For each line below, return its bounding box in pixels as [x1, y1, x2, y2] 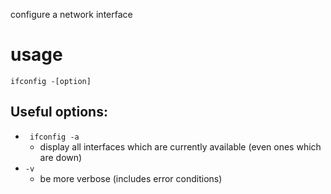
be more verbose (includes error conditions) [39, 172, 223, 184]
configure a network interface [10, 9, 133, 20]
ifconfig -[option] [10, 76, 92, 86]
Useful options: [10, 104, 108, 121]
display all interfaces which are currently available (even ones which [39, 140, 322, 153]
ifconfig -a [29, 132, 80, 142]
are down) [39, 151, 83, 163]
